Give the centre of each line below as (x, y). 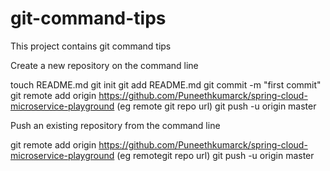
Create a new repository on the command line (104, 65)
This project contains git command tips (91, 46)
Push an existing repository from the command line (115, 125)
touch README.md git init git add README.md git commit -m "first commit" (166, 84)
